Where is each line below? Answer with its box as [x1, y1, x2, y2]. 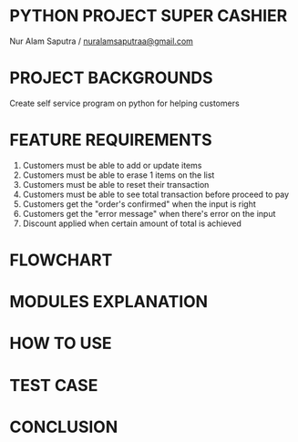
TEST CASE [9, 375, 98, 396]
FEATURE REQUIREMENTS [9, 129, 212, 150]
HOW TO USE [9, 334, 112, 354]
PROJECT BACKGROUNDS [9, 67, 213, 88]
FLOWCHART [9, 250, 113, 270]
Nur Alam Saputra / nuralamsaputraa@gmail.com [9, 36, 194, 46]
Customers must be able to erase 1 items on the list [22, 170, 215, 180]
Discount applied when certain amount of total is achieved [22, 218, 241, 229]
